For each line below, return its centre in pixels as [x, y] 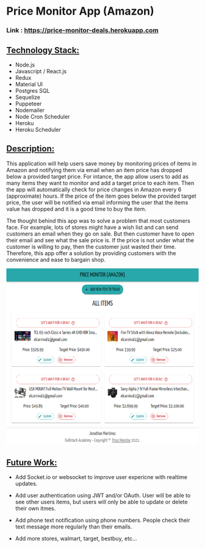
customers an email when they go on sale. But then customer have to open [100, 234]
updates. [26, 483]
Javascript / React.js [41, 71]
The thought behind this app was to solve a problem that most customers [98, 220]
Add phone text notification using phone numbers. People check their [103, 520]
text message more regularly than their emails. [74, 527]
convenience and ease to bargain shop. [56, 259]
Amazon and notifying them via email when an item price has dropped [94, 170]
